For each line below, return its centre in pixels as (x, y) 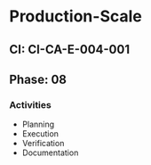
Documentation (50, 153)
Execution (40, 134)
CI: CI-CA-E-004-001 (70, 49)
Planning (38, 124)
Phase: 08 (38, 79)
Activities (30, 104)
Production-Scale (75, 16)
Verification (43, 144)
